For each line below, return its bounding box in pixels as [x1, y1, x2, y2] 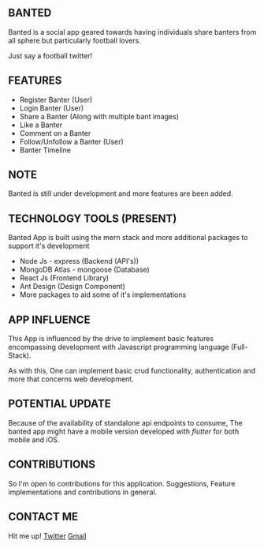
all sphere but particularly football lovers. [8, 36, 142, 45]
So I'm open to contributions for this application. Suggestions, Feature [8, 479, 236, 488]
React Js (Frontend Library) [19, 273, 110, 283]
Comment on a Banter [19, 128, 91, 137]
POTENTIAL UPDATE [8, 397, 112, 411]
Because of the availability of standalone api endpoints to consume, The [8, 418, 243, 427]
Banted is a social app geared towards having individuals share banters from [8, 27, 257, 36]
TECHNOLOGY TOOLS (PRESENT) [8, 212, 177, 225]
